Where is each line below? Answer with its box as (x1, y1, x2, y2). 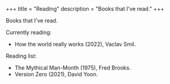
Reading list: (6, 52, 37, 60)
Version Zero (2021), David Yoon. (14, 71, 98, 78)
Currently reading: (6, 29, 52, 36)
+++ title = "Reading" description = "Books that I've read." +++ (6, 5, 164, 12)
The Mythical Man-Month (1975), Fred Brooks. (14, 64, 131, 71)
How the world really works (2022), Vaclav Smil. (14, 41, 136, 47)
